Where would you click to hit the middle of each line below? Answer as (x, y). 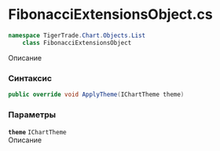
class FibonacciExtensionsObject (77, 42)
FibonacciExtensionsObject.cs (111, 15)
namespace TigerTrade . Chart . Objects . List (77, 35)
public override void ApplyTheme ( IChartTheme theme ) (96, 94)
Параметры (32, 114)
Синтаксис (30, 78)
